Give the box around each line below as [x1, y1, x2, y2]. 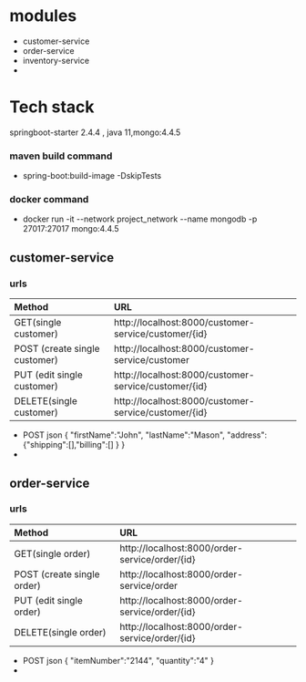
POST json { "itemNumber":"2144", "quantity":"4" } [22, 655, 214, 666]
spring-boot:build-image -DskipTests [22, 170, 162, 181]
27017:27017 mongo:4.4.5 [22, 223, 119, 234]
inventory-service [22, 55, 89, 66]
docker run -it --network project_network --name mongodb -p [22, 213, 258, 224]
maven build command [9, 150, 113, 162]
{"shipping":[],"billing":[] [22, 439, 114, 450]
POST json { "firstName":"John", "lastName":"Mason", [22, 429, 226, 440]
